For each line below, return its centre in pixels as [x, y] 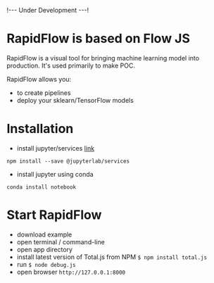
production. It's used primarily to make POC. [71, 65]
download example [44, 234]
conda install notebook [42, 187]
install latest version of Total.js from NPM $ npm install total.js [112, 257]
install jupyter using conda [55, 174]
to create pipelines [44, 93]
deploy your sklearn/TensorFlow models [75, 100]
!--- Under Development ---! [48, 10]
